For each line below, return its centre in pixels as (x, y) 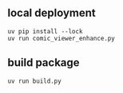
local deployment (52, 13)
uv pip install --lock (45, 31)
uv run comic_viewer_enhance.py (61, 38)
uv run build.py (34, 81)
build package (44, 63)
